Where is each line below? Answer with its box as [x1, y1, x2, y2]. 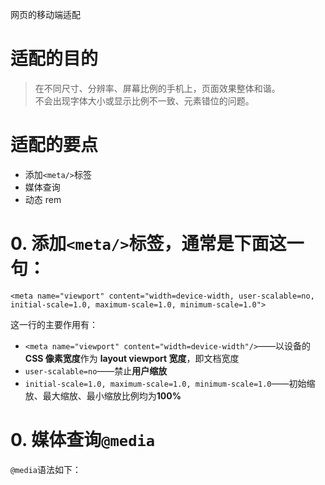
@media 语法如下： [10, 463, 82, 475]
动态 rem [24, 193, 62, 205]
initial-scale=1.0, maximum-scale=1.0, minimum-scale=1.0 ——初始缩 [24, 377, 316, 389]
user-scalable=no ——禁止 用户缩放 [24, 364, 168, 377]
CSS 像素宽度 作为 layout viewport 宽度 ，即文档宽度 [24, 352, 240, 364]
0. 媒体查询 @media [10, 429, 156, 451]
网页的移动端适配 [10, 9, 81, 20]
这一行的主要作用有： [10, 318, 98, 330]
